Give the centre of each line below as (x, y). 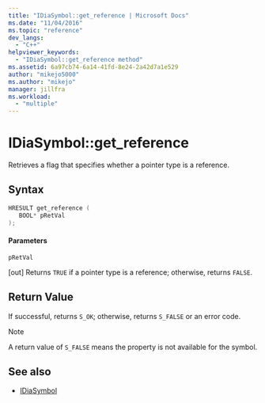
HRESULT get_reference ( (49, 208)
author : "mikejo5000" (44, 74)
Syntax (26, 190)
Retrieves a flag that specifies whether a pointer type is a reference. (119, 165)
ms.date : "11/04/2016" (45, 23)
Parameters (28, 241)
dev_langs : (26, 38)
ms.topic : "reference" (45, 30)
